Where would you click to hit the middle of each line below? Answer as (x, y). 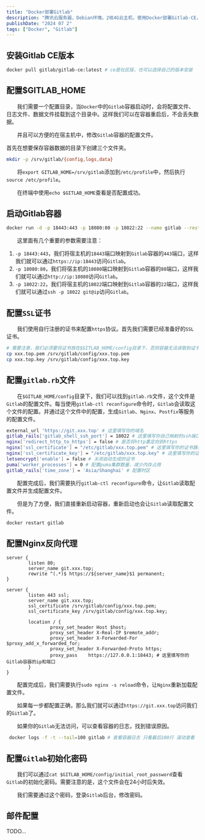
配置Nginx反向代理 (42, 543)
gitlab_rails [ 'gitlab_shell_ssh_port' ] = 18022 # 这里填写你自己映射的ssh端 (101, 436)
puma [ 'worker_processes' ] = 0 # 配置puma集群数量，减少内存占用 (84, 465)
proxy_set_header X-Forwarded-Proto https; (106, 649)
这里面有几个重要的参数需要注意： (60, 241)
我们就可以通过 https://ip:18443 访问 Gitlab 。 (72, 261)
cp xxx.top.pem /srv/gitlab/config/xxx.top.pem (68, 354)
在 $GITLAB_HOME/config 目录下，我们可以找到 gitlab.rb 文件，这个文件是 (106, 396)
